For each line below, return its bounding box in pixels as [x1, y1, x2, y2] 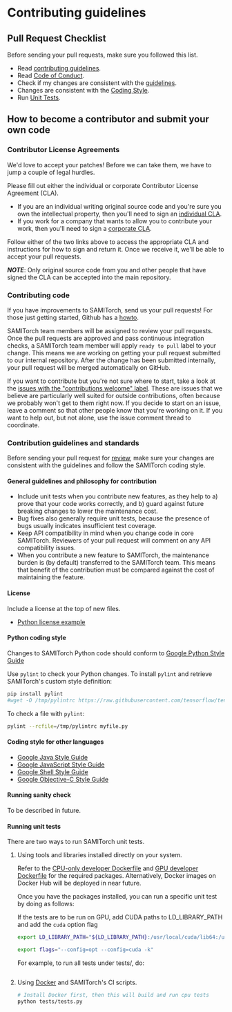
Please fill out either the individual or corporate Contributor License [7, 181, 199, 189]
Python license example [17, 617, 86, 626]
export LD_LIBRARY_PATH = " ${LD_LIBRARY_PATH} [17, 934, 148, 941]
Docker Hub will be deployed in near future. [17, 879, 142, 888]
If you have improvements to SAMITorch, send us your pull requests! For [7, 306, 213, 314]
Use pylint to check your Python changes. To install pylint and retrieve [7, 669, 213, 678]
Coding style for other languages [7, 738, 104, 746]
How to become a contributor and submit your [7, 113, 209, 125]
